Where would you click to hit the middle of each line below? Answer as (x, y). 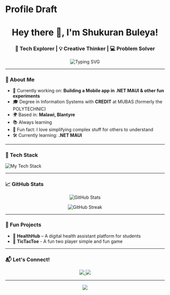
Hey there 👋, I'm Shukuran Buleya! (85, 33)
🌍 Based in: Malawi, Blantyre (44, 115)
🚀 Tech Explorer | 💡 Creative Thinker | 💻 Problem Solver (85, 49)
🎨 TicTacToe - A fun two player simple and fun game (68, 241)
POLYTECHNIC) (29, 109)
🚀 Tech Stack (22, 155)
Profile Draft (31, 9)
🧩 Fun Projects (23, 225)
